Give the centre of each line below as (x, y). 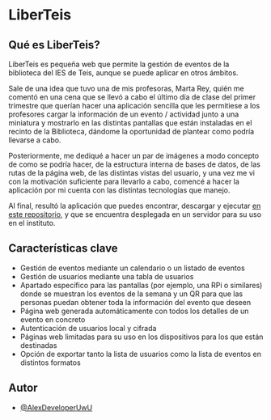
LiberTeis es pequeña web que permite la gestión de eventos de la (119, 64)
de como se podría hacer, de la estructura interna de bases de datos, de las (134, 164)
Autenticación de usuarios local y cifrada (88, 328)
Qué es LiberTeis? (54, 45)
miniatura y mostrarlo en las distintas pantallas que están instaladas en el (130, 123)
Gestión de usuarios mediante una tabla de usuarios (107, 276)
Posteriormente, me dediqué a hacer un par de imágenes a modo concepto (134, 156)
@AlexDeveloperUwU (56, 407)
